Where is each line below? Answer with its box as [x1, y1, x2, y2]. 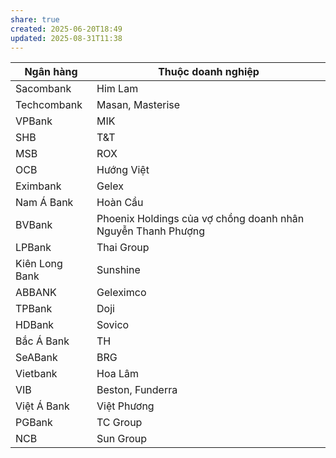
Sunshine [96, 263, 141, 277]
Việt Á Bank [15, 399, 70, 413]
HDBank [15, 318, 55, 332]
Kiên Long [15, 257, 63, 271]
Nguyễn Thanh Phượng [96, 224, 205, 238]
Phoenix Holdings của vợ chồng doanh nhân [96, 212, 305, 226]
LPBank [15, 241, 52, 255]
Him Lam [96, 82, 139, 96]
